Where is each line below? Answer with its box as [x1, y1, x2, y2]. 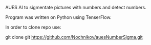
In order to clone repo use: [5, 24, 61, 30]
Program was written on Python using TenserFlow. [5, 14, 112, 20]
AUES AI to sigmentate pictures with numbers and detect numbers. [5, 5, 147, 10]
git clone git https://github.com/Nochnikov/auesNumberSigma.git [5, 34, 143, 40]
